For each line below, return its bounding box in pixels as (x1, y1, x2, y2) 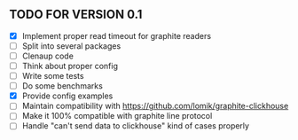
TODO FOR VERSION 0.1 (9, 7, 143, 22)
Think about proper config (21, 61, 118, 71)
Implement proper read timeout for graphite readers (21, 30, 211, 41)
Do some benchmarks (21, 81, 104, 91)
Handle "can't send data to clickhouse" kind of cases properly (21, 121, 250, 131)
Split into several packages (21, 40, 122, 51)
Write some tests (21, 71, 84, 82)
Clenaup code (21, 51, 74, 61)
